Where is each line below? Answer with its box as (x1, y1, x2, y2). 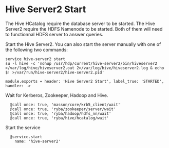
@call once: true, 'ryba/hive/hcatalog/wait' (10, 115, 109, 120)
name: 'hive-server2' (14, 139, 61, 144)
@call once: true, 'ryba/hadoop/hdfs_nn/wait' (10, 111, 111, 116)
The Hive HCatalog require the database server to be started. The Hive (5, 20, 155, 27)
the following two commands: (5, 46, 68, 53)
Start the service (5, 124, 41, 131)
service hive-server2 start (5, 56, 66, 62)
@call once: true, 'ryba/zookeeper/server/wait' (10, 106, 116, 112)
